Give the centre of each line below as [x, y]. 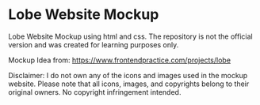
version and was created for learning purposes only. [94, 44]
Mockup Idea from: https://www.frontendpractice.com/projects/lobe [120, 60]
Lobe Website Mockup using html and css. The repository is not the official [130, 36]
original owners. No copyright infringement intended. [95, 92]
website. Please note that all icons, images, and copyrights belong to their [129, 84]
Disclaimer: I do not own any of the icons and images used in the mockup [128, 75]
